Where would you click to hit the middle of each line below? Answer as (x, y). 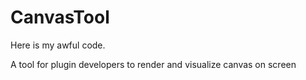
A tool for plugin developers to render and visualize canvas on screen (153, 64)
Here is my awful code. (58, 45)
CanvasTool (60, 17)
